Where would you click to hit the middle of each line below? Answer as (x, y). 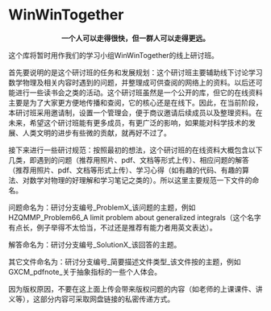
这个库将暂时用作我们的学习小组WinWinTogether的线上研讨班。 (114, 55)
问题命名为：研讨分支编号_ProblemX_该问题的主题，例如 (102, 207)
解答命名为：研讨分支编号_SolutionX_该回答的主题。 (95, 244)
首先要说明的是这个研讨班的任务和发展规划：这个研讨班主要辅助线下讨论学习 (135, 72)
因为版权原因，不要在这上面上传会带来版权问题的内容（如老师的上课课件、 (132, 288)
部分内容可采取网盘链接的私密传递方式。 (107, 299)
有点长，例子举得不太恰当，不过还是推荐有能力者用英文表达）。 (113, 227)
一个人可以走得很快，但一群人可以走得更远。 (135, 38)
